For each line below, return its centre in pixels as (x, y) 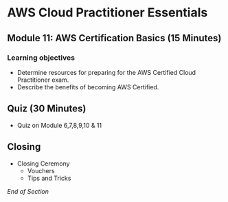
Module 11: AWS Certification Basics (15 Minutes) (114, 38)
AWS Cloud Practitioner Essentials (107, 13)
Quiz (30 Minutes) (47, 109)
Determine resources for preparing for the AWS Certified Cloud (106, 72)
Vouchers (41, 170)
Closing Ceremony (43, 164)
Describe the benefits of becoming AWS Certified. (88, 87)
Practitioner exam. (43, 80)
